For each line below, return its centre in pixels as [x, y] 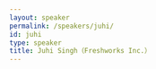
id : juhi [26, 34]
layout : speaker [39, 17]
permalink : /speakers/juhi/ [62, 26]
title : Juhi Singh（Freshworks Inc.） [80, 51]
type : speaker [36, 43]
